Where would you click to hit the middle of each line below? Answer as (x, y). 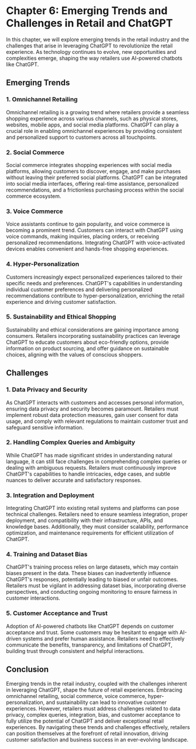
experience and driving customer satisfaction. (61, 302)
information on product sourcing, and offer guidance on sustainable (87, 348)
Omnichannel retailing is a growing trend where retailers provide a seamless (97, 112)
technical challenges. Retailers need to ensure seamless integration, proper (97, 514)
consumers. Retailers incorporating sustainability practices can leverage (93, 336)
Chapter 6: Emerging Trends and (87, 11)
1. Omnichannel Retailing (42, 100)
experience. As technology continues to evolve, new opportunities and (91, 52)
